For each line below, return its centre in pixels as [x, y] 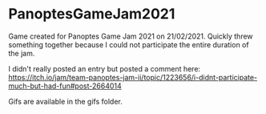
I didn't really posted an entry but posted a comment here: [105, 68]
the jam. [22, 53]
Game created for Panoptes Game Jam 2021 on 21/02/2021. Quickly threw [131, 36]
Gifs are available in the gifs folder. [65, 101]
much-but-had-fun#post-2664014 [65, 86]
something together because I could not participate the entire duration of [129, 44]
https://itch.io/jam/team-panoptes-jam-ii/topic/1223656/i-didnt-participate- [133, 77]
